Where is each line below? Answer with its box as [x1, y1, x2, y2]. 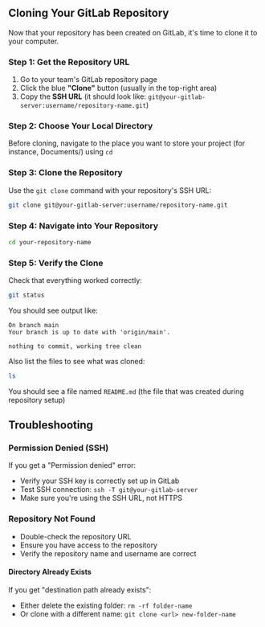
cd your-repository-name [8, 238, 92, 246]
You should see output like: [8, 305, 98, 315]
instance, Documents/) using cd [8, 147, 113, 157]
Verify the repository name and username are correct [19, 548, 197, 558]
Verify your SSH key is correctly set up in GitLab [19, 476, 180, 486]
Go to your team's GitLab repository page [19, 75, 158, 84]
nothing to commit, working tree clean [8, 342, 142, 350]
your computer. [8, 36, 59, 46]
